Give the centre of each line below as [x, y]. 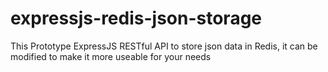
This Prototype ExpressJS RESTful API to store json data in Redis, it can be [164, 46]
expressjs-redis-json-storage [136, 18]
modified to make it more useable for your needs [111, 56]
